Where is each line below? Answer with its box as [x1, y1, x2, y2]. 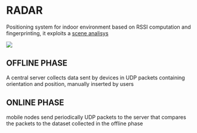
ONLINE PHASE [6, 98, 64, 108]
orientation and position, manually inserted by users [6, 80, 134, 87]
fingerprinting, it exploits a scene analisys [6, 29, 109, 36]
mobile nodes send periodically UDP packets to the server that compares [6, 113, 186, 120]
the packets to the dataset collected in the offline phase [6, 120, 143, 127]
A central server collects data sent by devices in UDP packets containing [6, 74, 185, 81]
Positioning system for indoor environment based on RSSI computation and [6, 23, 191, 30]
